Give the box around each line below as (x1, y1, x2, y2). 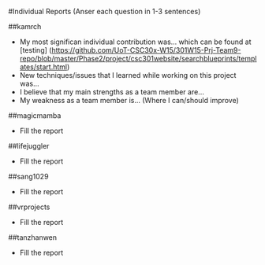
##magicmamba (8, 111, 62, 120)
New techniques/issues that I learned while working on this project (19, 71, 237, 79)
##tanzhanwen (8, 233, 58, 242)
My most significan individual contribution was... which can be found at (19, 37, 252, 46)
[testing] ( (19, 46, 52, 54)
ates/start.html (19, 62, 68, 72)
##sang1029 (8, 172, 49, 181)
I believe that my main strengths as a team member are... (19, 87, 205, 97)
